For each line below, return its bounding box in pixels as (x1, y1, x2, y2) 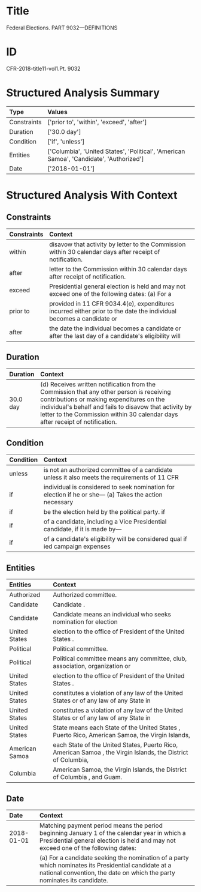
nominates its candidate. (39, 876, 109, 885)
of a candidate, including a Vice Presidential (44, 517, 167, 526)
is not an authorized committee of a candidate (44, 466, 173, 474)
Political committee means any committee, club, (53, 654, 187, 663)
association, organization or (53, 662, 131, 671)
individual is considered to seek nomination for (44, 483, 175, 492)
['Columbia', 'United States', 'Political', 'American (47, 147, 185, 155)
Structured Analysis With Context (6, 188, 178, 202)
